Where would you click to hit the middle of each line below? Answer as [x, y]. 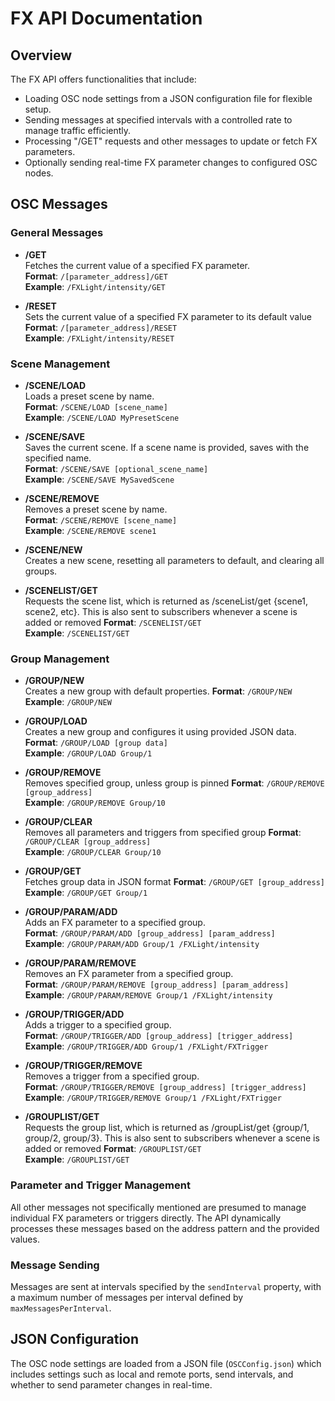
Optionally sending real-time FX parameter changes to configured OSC [171, 162]
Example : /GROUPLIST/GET [77, 1159]
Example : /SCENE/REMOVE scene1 [90, 530]
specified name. [58, 458]
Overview [41, 55]
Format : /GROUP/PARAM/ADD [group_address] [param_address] [150, 933]
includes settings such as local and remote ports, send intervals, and [152, 1374]
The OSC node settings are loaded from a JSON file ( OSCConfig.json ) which [166, 1363]
